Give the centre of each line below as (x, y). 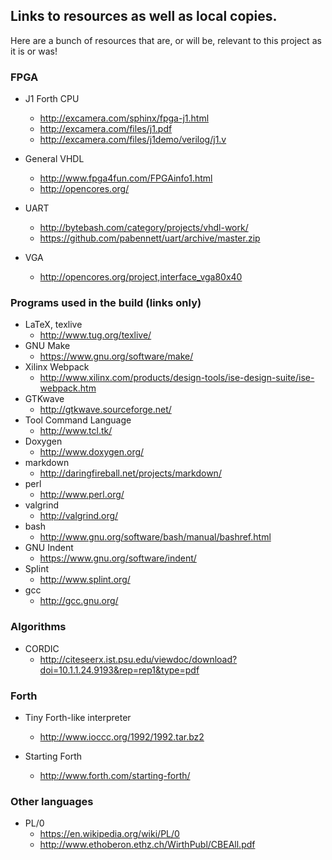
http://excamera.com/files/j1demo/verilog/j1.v (133, 140)
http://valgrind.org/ (79, 516)
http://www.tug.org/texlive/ (95, 335)
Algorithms (38, 627)
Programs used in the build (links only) (106, 303)
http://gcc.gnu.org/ (79, 601)
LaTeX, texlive (53, 325)
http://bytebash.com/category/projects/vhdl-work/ (144, 228)
